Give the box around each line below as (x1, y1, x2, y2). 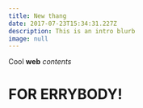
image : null (8, 34, 48, 43)
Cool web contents (8, 57, 72, 67)
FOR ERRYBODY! (8, 85, 123, 104)
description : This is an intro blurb (8, 27, 136, 35)
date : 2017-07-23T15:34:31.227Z (8, 19, 117, 28)
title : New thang (8, 11, 67, 20)
